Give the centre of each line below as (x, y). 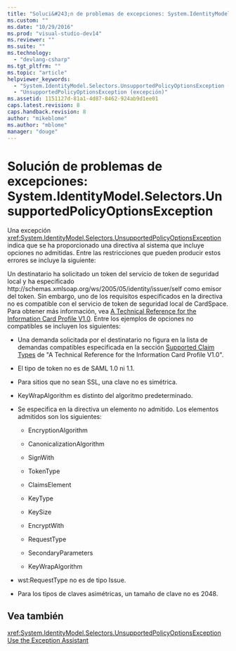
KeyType (41, 498)
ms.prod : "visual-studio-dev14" (54, 33)
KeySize (40, 512)
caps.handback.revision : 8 (47, 112)
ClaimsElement (50, 485)
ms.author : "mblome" (38, 125)
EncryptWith (46, 526)
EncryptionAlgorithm (58, 430)
